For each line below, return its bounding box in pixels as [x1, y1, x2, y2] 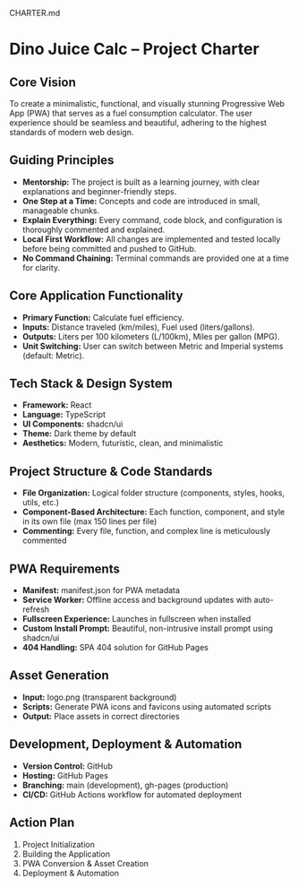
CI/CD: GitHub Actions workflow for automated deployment [21, 788, 243, 800]
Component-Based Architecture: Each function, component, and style [21, 506, 285, 518]
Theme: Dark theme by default [21, 428, 137, 439]
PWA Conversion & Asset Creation [21, 857, 149, 868]
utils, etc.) [21, 497, 60, 508]
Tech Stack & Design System [9, 376, 173, 392]
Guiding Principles [9, 152, 115, 168]
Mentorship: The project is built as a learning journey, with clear [21, 177, 260, 187]
